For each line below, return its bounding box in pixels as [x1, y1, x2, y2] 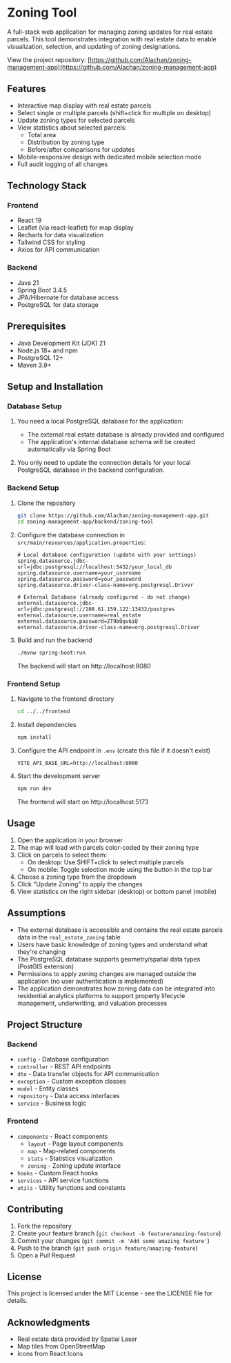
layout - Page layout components [27, 1140, 123, 1148]
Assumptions [7, 907, 66, 919]
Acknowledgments [7, 1316, 91, 1329]
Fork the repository [17, 1222, 72, 1230]
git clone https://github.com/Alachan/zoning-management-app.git [17, 512, 209, 519]
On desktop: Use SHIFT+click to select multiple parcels [27, 857, 184, 866]
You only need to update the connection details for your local [17, 459, 191, 467]
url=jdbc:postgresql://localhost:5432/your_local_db [17, 564, 172, 570]
